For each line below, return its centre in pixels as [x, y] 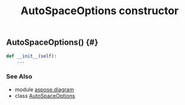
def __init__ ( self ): [32, 56]
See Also [19, 77]
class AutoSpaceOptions [45, 96]
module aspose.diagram [44, 89]
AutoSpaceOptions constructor [100, 11]
